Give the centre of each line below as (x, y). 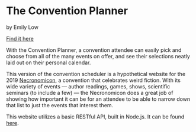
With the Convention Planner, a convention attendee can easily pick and (94, 50)
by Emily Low (22, 27)
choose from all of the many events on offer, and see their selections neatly (98, 56)
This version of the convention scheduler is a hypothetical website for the (96, 74)
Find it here (20, 38)
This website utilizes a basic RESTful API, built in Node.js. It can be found (95, 117)
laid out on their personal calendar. (49, 62)
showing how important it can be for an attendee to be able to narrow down (98, 99)
